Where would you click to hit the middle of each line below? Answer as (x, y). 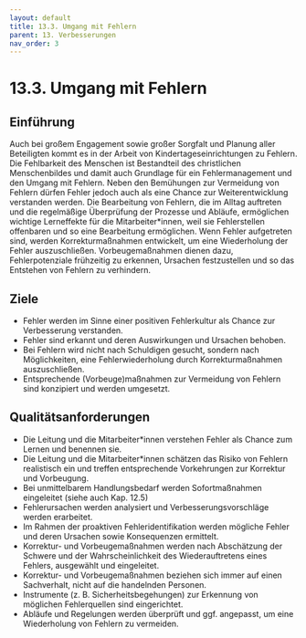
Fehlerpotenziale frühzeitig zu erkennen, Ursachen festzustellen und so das (152, 260)
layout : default (40, 18)
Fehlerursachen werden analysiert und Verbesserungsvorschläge (146, 507)
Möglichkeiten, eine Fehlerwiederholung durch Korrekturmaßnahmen (153, 360)
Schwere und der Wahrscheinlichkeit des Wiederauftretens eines (145, 555)
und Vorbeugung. (56, 478)
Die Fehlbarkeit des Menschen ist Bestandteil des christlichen (126, 163)
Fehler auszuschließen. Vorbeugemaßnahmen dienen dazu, (121, 251)
